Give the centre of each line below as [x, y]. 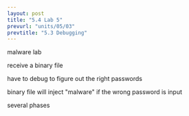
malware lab [24, 52]
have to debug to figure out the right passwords [75, 79]
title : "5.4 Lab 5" [35, 20]
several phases [29, 105]
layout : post [26, 13]
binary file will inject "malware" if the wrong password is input [95, 92]
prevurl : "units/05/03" [41, 26]
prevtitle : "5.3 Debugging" [47, 33]
